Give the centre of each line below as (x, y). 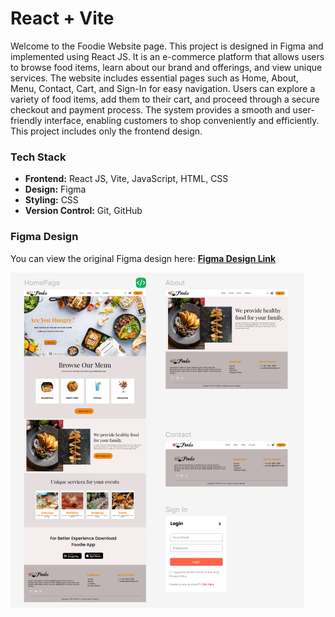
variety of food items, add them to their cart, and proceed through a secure (165, 99)
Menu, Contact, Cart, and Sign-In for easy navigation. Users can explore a (163, 88)
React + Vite (62, 18)
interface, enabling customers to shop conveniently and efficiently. (182, 120)
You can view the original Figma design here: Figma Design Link (143, 258)
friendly (26, 120)
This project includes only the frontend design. (106, 131)
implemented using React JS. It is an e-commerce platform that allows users (167, 56)
